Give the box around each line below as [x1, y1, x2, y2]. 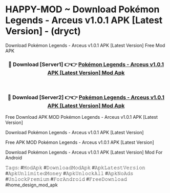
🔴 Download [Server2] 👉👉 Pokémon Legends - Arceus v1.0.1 [7, 94, 165, 101]
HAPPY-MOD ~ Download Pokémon [5, 4, 160, 15]
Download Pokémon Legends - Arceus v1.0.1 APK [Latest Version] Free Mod [5, 42, 165, 48]
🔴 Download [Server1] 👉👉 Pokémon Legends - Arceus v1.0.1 [8, 60, 164, 68]
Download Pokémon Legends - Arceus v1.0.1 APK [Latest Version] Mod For [5, 149, 163, 155]
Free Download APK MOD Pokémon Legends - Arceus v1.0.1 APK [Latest [5, 114, 158, 120]
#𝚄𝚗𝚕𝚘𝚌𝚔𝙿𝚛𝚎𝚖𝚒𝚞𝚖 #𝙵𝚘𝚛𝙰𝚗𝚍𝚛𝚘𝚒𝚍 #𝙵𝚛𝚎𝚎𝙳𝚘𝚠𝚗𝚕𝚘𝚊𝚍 [5, 176, 127, 182]
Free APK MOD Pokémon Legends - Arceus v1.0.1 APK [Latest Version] [5, 139, 155, 145]
